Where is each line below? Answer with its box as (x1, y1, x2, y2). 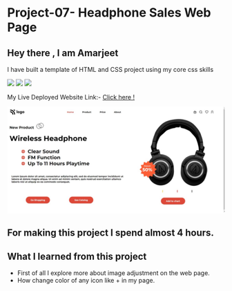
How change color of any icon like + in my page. (17, 276, 155, 285)
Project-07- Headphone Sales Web (7, 5, 211, 21)
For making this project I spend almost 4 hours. (7, 227, 214, 239)
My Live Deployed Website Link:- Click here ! (7, 93, 135, 101)
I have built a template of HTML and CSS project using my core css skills (7, 66, 214, 73)
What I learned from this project (7, 250, 147, 262)
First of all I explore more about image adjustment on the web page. (17, 269, 211, 277)
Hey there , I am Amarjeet (7, 47, 119, 59)
